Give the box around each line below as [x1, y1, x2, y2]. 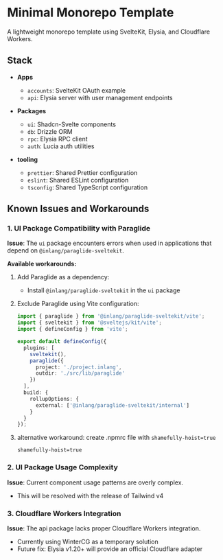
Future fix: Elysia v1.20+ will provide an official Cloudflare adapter [16, 544, 203, 553]
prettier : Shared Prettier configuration [27, 168, 138, 176]
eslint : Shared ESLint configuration [27, 176, 129, 184]
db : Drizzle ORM [27, 127, 73, 135]
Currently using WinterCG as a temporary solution [16, 537, 159, 546]
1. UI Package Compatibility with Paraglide [7, 224, 151, 233]
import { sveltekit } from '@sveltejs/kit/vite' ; [16, 319, 163, 327]
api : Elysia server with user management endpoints [27, 93, 173, 102]
